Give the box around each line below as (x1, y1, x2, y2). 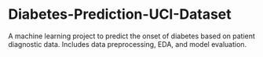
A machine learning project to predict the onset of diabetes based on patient (8, 31, 255, 41)
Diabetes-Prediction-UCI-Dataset (8, 5, 232, 23)
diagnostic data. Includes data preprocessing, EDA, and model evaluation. (8, 39, 247, 48)
